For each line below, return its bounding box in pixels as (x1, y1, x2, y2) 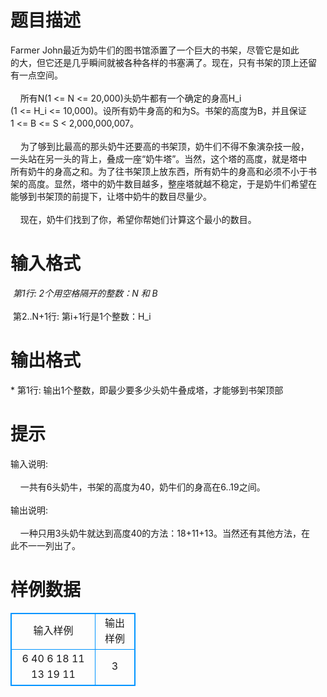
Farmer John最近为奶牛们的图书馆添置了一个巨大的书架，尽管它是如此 (10, 44, 300, 56)
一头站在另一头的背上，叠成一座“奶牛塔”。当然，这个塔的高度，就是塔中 (10, 152, 308, 165)
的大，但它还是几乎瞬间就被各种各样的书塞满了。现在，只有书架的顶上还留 (10, 56, 317, 68)
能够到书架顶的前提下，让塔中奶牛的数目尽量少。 (10, 190, 212, 202)
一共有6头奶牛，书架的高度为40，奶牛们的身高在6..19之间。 (19, 481, 266, 493)
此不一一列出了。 (10, 539, 81, 551)
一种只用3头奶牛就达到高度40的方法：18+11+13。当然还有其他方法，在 (19, 527, 310, 539)
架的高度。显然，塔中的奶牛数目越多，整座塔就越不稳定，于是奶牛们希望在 (10, 177, 317, 190)
